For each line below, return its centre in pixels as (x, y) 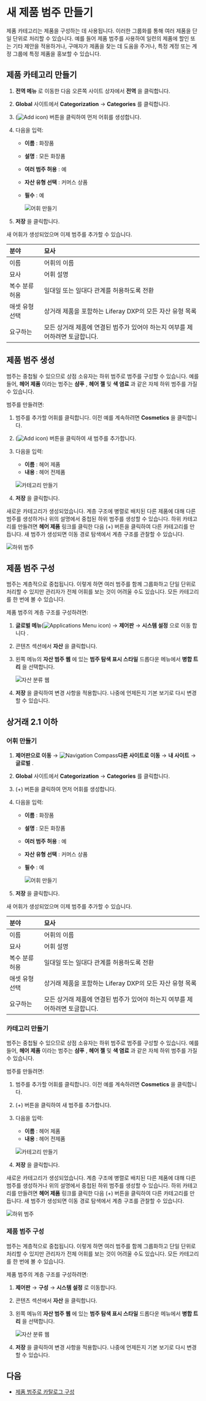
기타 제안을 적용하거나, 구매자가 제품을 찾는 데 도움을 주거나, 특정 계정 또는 (102, 46)
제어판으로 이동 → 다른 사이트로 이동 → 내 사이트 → (105, 756)
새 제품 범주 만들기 (50, 13)
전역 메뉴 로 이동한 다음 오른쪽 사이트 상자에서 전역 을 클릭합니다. (93, 91)
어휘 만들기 (22, 741)
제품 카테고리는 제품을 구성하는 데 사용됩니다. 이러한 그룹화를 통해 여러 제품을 (99, 31)
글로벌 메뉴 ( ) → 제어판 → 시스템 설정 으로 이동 (103, 626)
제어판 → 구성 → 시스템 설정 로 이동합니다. (66, 1287)
